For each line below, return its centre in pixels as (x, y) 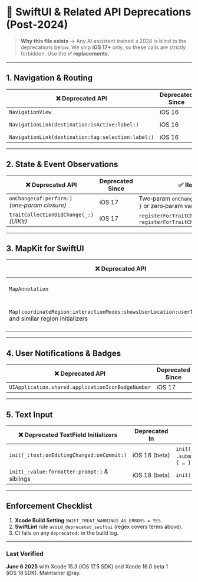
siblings (20, 479)
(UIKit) (18, 221)
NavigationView (30, 112)
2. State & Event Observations (62, 165)
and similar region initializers (49, 318)
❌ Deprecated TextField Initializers (68, 435)
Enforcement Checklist (49, 506)
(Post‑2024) (37, 25)
